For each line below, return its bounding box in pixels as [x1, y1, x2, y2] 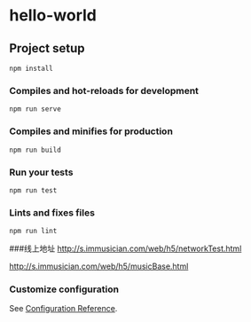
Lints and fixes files [9, 206, 96, 218]
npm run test [9, 185, 58, 195]
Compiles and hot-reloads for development [9, 84, 200, 97]
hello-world [9, 5, 98, 26]
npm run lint [9, 227, 58, 236]
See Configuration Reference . [9, 303, 118, 314]
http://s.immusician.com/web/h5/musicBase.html [9, 261, 189, 271]
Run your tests [9, 166, 74, 178]
